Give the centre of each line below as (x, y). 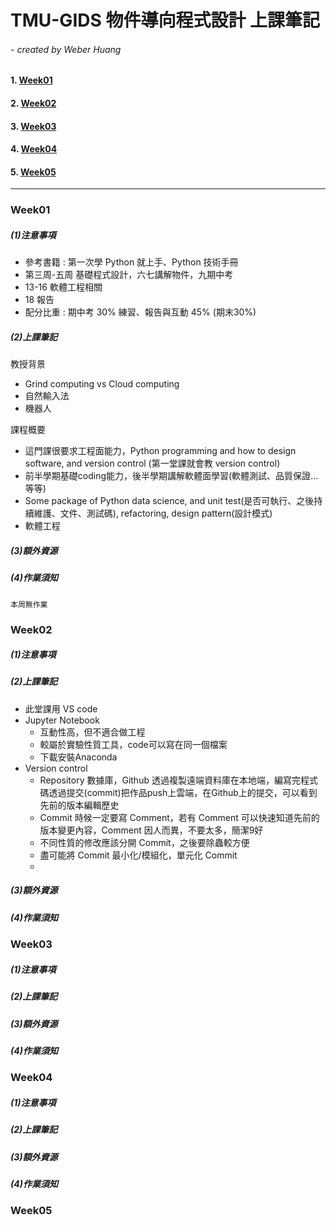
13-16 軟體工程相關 (63, 287)
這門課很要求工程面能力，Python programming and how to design (160, 451)
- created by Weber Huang (66, 49)
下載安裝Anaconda (78, 757)
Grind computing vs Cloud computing (102, 384)
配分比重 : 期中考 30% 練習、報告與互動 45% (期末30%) (140, 312)
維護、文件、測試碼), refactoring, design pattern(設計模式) (153, 513)
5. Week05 (33, 172)
